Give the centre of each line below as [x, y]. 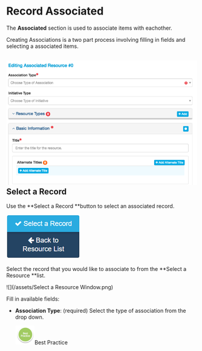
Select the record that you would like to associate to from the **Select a [96, 269]
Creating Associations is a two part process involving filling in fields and [96, 39]
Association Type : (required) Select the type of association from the [100, 310]
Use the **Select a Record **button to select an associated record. [90, 206]
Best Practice [51, 342]
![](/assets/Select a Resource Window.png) [60, 287]
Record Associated [55, 11]
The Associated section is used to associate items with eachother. [89, 28]
